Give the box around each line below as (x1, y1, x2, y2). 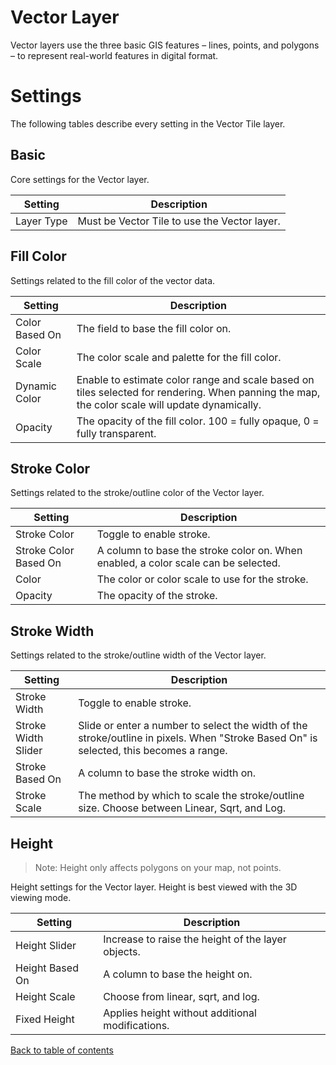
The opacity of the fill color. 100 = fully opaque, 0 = (76, 414, 320, 428)
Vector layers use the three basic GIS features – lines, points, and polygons (10, 39, 320, 51)
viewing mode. (10, 891, 72, 903)
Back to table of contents (10, 1044, 114, 1056)
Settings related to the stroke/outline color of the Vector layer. (10, 487, 265, 499)
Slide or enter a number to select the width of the (78, 719, 308, 733)
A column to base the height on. (103, 967, 253, 981)
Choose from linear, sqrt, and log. (103, 989, 260, 1003)
